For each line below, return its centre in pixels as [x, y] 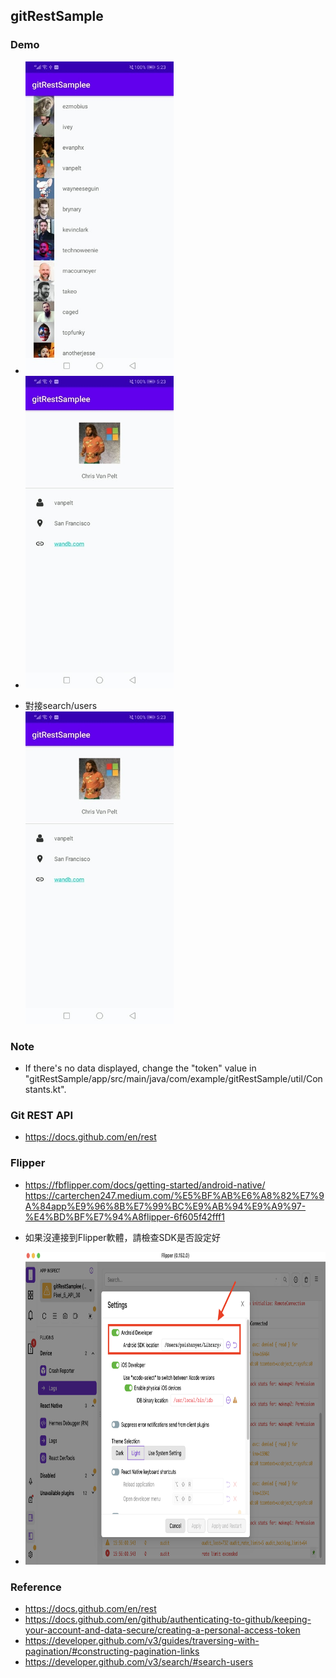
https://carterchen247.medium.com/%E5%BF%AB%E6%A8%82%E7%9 [174, 1195]
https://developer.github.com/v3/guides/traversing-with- [142, 1640]
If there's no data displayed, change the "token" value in [140, 1068]
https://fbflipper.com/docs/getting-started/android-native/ [145, 1185]
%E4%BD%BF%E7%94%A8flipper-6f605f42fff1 [124, 1216]
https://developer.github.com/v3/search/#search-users [139, 1661]
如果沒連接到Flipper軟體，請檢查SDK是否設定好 [122, 1237]
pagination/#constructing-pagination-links [112, 1651]
